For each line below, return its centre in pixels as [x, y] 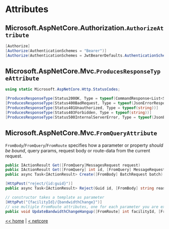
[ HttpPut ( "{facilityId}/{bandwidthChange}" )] [54, 202]
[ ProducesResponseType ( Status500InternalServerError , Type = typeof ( [80, 117]
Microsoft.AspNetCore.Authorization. [66, 28]
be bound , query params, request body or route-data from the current [78, 150]
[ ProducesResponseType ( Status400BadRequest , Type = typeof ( [70, 103]
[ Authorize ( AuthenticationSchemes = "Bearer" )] [56, 51]
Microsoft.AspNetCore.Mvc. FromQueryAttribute [81, 133]
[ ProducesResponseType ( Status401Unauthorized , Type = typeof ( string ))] [82, 108]
